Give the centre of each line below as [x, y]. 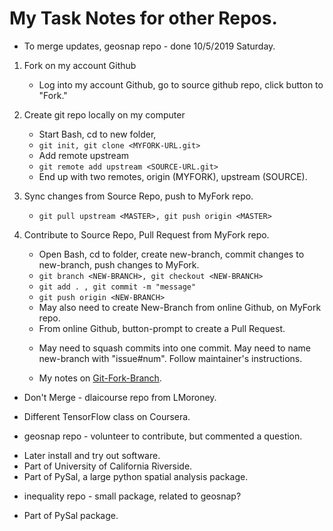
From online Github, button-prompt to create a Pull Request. [162, 328]
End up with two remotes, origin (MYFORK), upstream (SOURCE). [173, 176]
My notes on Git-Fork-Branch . [100, 378]
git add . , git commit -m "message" [117, 287]
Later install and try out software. [92, 455]
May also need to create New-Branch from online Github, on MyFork [180, 307]
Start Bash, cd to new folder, [97, 134]
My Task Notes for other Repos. [143, 18]
